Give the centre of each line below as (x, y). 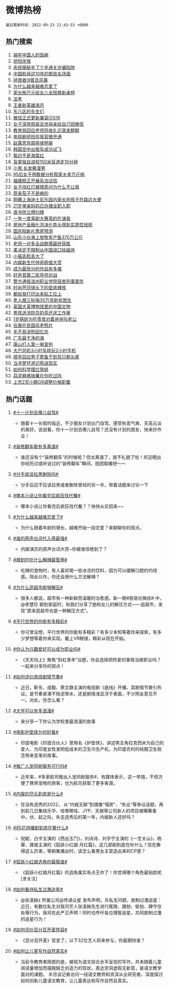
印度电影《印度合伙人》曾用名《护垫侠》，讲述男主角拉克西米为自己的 (92, 742)
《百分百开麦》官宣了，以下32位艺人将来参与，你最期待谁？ (83, 940)
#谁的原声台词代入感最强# (40, 538)
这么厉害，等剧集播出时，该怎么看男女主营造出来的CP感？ (85, 851)
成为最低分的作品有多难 (37, 269)
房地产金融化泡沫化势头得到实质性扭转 (53, 224)
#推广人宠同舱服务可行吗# (40, 766)
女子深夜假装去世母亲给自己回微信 (48, 124)
